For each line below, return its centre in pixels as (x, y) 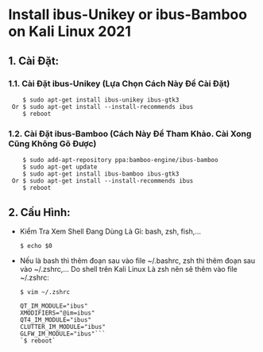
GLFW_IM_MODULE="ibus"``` (62, 334)
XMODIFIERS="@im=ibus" (57, 313)
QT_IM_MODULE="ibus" (54, 306)
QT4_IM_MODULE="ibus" (55, 319)
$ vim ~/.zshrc (45, 292)
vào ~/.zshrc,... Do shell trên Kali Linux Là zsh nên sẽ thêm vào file (129, 269)
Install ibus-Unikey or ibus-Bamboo (128, 15)
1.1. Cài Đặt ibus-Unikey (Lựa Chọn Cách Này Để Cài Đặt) (119, 83)
